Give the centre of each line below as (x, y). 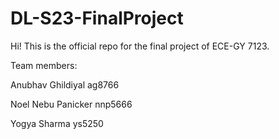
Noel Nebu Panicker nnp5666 (71, 104)
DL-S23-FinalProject (97, 18)
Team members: (44, 65)
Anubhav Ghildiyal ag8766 (65, 84)
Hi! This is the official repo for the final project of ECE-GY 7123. (140, 46)
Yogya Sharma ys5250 (57, 123)
